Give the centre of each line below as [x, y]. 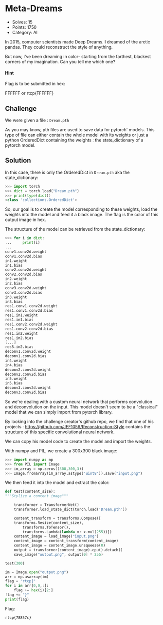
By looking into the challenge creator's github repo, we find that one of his [80, 421]
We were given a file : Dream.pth [37, 120]
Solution [18, 161]
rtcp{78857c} [18, 618]
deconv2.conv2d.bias [26, 374]
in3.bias [14, 302]
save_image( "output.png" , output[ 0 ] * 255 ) [59, 554]
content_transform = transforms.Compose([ [57, 518]
